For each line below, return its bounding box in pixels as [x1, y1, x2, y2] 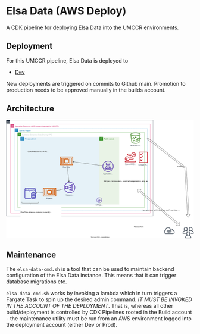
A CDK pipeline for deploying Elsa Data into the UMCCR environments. [6, 24, 179, 31]
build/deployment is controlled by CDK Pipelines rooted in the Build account [6, 308, 192, 316]
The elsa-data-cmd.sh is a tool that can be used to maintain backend [6, 266, 174, 273]
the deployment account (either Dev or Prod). [6, 321, 118, 329]
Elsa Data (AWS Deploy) [6, 4, 127, 18]
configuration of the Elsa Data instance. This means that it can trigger [6, 272, 177, 279]
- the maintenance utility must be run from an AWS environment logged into [6, 315, 192, 322]
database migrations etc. [6, 278, 67, 285]
